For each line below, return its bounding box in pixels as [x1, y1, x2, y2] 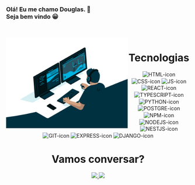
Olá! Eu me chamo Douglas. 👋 [6, 5, 91, 13]
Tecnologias [128, 51, 190, 64]
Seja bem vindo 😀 [6, 12, 58, 20]
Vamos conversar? [51, 153, 145, 166]
